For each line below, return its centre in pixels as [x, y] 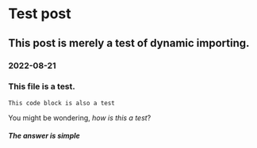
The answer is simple [44, 136]
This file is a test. [42, 86]
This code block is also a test [61, 103]
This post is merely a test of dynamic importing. [129, 43]
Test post [40, 14]
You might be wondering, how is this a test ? [80, 118]
